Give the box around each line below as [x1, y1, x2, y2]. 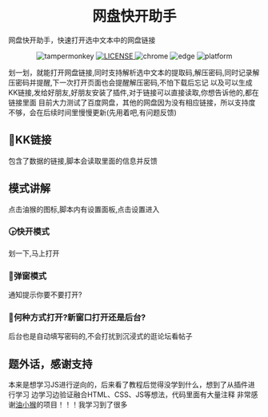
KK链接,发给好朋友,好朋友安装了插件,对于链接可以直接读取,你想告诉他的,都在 [8, 87, 259, 97]
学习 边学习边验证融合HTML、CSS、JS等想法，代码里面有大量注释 [14, 390, 236, 399]
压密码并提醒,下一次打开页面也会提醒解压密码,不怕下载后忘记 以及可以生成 [8, 77, 254, 87]
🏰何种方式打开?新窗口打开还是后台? [8, 312, 146, 324]
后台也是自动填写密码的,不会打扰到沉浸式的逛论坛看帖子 [8, 332, 194, 341]
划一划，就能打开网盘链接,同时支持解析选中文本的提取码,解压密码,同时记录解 [8, 67, 260, 77]
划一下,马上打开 [8, 248, 60, 258]
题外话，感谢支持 [8, 357, 93, 371]
